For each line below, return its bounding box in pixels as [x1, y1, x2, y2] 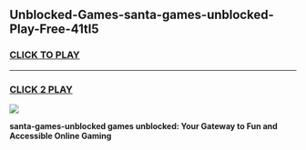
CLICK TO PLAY [9, 49, 80, 62]
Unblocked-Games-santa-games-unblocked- [9, 7, 275, 23]
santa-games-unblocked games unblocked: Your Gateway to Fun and [9, 120, 278, 131]
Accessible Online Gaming [9, 130, 112, 141]
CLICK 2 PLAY [9, 83, 73, 95]
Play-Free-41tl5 [9, 22, 99, 37]
